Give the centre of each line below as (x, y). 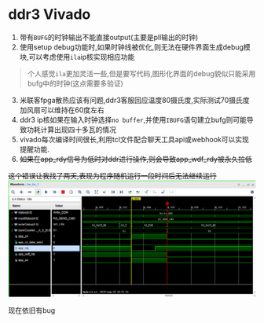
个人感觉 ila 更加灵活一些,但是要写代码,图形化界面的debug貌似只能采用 (141, 73)
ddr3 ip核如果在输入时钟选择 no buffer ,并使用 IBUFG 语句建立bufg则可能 (133, 119)
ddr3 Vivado (49, 15)
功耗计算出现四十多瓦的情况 (71, 129)
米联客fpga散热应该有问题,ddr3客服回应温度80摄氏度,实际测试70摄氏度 (134, 100)
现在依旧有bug (32, 310)
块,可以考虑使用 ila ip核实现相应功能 (77, 57)
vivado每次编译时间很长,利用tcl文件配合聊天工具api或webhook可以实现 (134, 139)
